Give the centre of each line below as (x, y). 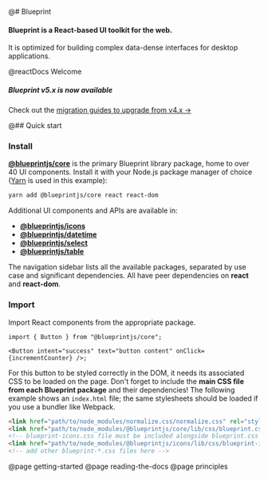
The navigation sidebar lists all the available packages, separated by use (127, 267)
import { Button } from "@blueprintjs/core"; (85, 337)
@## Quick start (35, 126)
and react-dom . (35, 284)
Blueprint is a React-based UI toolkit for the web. (91, 30)
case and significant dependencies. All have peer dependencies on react (128, 276)
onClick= (190, 351)
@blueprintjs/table (52, 252)
